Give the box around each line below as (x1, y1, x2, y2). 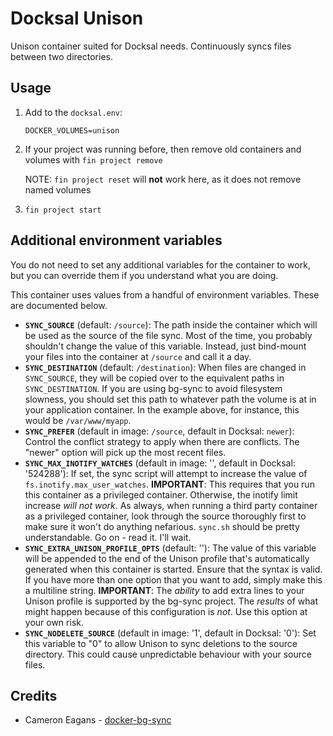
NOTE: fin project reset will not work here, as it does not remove (24, 173, 302, 185)
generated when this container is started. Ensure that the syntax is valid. (24, 563, 323, 575)
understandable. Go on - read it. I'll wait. (24, 531, 192, 543)
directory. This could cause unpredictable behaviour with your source (24, 648, 312, 660)
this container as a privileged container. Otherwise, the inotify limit (24, 488, 298, 501)
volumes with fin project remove (24, 153, 163, 166)
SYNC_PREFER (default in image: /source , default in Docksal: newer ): (24, 425, 295, 437)
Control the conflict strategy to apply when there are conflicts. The (24, 435, 300, 447)
